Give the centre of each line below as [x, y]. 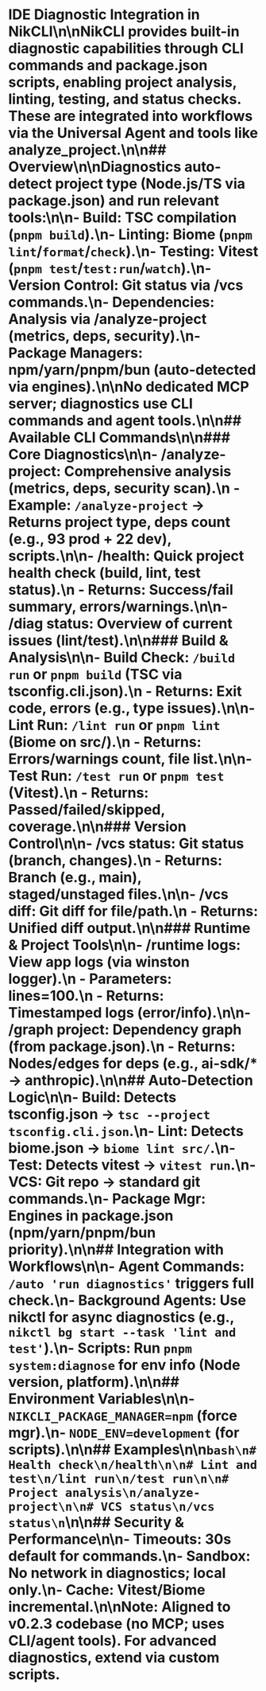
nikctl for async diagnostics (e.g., [121, 1317]
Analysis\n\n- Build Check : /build [122, 658]
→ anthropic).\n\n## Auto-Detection [131, 1081]
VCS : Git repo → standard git [104, 1182]
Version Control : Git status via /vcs [126, 285]
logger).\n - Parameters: [90, 979]
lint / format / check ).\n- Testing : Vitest [133, 252]
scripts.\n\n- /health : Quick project [126, 556]
